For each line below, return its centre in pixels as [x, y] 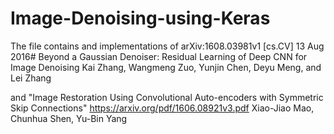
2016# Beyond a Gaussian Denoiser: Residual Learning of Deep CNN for [159, 56]
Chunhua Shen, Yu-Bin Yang [69, 118]
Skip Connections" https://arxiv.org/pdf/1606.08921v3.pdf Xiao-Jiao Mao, [162, 108]
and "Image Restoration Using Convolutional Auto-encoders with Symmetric [167, 97]
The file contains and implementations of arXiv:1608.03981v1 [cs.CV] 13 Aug [167, 46]
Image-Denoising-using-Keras [140, 18]
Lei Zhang [31, 78]
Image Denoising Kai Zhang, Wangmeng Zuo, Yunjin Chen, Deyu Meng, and [166, 67]
